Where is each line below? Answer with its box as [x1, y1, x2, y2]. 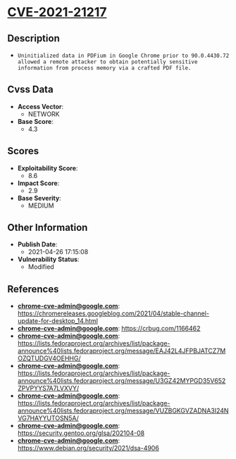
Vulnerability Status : [17, 255, 80, 264]
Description [7, 32, 60, 44]
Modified [27, 263, 54, 271]
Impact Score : [17, 179, 60, 187]
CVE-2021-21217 [7, 4, 107, 20]
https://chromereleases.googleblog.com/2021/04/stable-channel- [17, 309, 210, 317]
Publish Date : [17, 240, 58, 249]
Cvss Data [7, 84, 54, 96]
